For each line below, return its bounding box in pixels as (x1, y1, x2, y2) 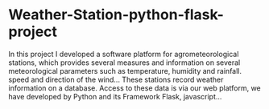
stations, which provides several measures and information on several (8, 58, 241, 67)
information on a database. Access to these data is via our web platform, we (8, 83, 262, 93)
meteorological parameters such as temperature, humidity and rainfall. (8, 66, 242, 75)
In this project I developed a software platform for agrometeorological (8, 49, 239, 59)
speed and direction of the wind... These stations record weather (8, 75, 224, 84)
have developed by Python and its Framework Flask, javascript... (8, 91, 222, 101)
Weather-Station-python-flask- (8, 6, 224, 24)
